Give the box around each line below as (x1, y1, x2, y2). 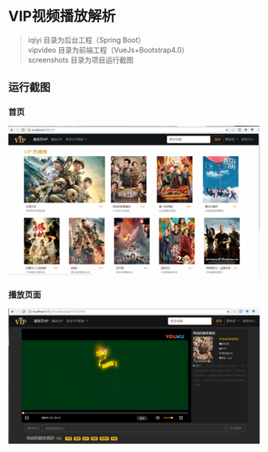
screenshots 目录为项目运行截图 (27, 55, 134, 65)
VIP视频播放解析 (8, 7, 116, 26)
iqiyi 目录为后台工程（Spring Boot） (27, 35, 146, 45)
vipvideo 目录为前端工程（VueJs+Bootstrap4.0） (27, 45, 189, 54)
